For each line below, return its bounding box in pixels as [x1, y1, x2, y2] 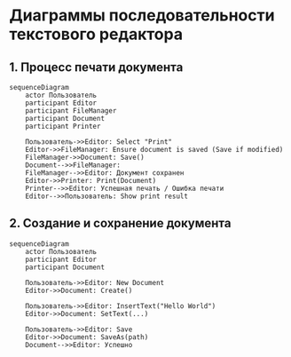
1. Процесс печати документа [9, 59, 184, 75]
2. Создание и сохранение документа [9, 216, 232, 231]
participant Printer [25, 122, 101, 131]
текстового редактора [9, 24, 184, 44]
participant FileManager [25, 107, 117, 115]
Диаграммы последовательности [9, 5, 275, 26]
